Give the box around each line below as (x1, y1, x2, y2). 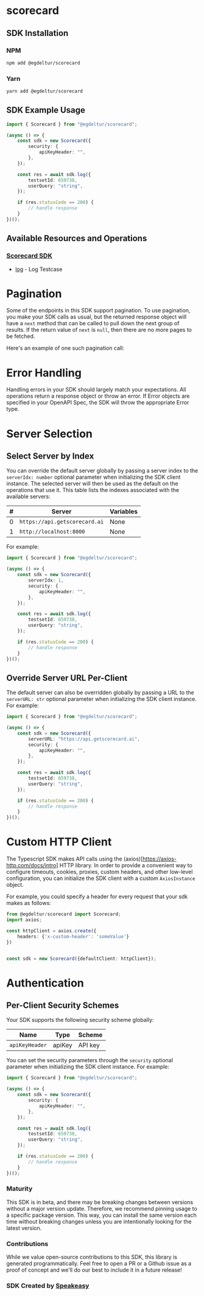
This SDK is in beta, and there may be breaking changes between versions (6, 1198, 194, 1206)
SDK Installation (6, 28, 69, 38)
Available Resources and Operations (6, 233, 147, 244)
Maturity (6, 1185, 33, 1193)
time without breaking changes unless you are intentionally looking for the (6, 1217, 192, 1225)
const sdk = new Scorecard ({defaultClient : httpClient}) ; (6, 956, 157, 962)
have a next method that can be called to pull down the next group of (6, 320, 180, 327)
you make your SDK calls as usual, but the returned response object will (6, 313, 187, 320)
